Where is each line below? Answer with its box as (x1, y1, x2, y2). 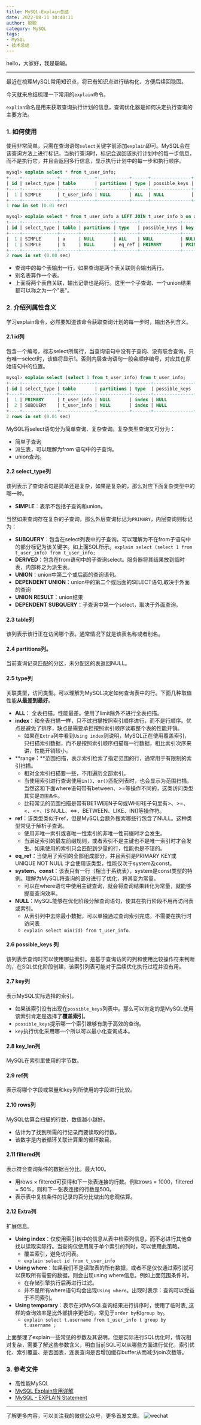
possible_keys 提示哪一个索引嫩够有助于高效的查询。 (14, 1020, 145, 1027)
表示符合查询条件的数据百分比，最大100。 (6, 1165, 109, 1172)
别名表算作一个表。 (14, 272, 63, 279)
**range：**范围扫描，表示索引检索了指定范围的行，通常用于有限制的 (14, 755, 187, 762)
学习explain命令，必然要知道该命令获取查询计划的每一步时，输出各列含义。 (6, 318, 191, 325)
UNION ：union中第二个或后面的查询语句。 (14, 571, 120, 578)
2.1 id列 (6, 333, 25, 340)
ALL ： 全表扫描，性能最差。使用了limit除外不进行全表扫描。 (14, 709, 163, 717)
